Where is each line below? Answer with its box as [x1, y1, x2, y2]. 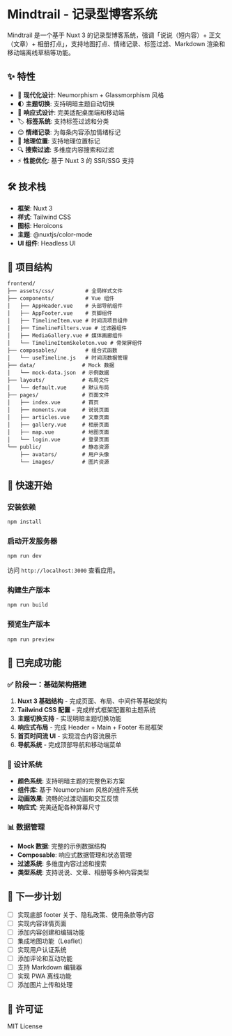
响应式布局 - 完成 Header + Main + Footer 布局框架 [17, 723, 164, 732]
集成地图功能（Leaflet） [17, 937, 87, 945]
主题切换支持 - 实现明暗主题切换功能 [17, 714, 122, 723]
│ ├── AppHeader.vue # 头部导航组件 [7, 302, 123, 310]
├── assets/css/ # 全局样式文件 [7, 288, 123, 295]
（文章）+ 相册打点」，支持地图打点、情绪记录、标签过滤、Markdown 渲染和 [7, 39, 225, 48]
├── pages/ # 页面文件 [7, 392, 109, 399]
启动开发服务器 [7, 536, 58, 546]
